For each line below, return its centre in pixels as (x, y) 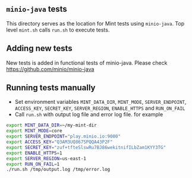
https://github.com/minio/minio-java (50, 69)
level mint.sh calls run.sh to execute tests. (58, 30)
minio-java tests (37, 9)
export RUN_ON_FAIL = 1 (33, 164)
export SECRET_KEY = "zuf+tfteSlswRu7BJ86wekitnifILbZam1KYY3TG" (86, 147)
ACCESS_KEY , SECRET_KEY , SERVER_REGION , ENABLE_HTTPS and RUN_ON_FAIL (100, 108)
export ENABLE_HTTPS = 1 (34, 153)
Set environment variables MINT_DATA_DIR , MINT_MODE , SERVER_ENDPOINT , (100, 102)
